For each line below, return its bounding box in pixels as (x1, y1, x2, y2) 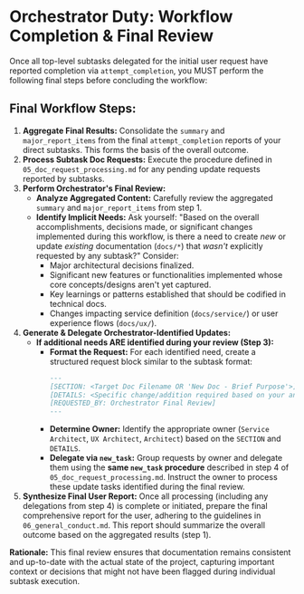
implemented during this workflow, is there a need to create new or (35, 231, 287, 242)
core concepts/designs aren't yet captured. (49, 279, 212, 290)
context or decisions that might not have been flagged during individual (9, 566, 276, 577)
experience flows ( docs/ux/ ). (49, 317, 157, 328)
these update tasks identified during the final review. (49, 482, 246, 493)
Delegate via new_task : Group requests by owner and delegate (49, 453, 283, 464)
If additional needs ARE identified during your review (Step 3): (35, 337, 274, 348)
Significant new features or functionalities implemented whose (49, 269, 283, 280)
